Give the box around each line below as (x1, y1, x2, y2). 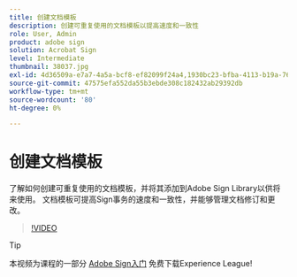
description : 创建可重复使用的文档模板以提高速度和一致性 (9, 21, 199, 30)
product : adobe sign (9, 37, 86, 47)
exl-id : (9, 71, 38, 80)
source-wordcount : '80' (9, 95, 97, 104)
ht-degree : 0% (9, 104, 62, 112)
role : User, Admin (9, 29, 77, 38)
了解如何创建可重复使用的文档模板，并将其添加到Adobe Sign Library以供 (9, 183, 273, 194)
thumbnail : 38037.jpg (9, 63, 89, 72)
